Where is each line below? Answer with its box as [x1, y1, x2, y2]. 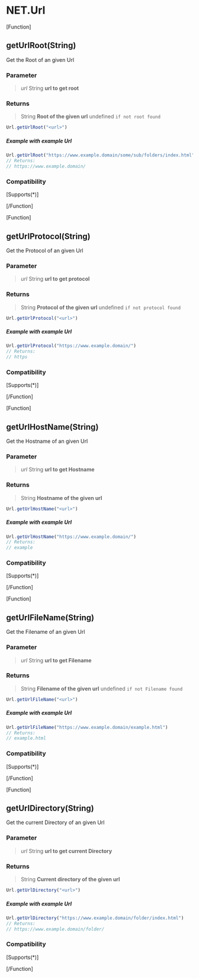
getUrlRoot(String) [6, 40, 76, 51]
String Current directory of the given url [20, 876, 120, 883]
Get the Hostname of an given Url [6, 438, 88, 445]
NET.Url [6, 4, 46, 17]
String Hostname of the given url [20, 494, 102, 501]
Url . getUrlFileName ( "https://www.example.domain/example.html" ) [6, 724, 168, 730]
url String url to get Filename [20, 656, 92, 663]
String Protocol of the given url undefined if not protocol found [20, 304, 181, 311]
